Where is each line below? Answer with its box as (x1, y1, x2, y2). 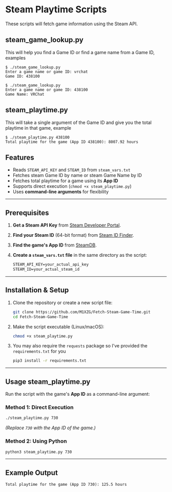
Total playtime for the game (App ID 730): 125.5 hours (5, 482, 127, 487)
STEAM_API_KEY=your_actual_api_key (12, 262, 89, 267)
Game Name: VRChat (5, 92, 45, 97)
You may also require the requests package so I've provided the (12, 343, 147, 349)
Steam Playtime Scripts (5, 4, 107, 15)
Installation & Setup (5, 286, 69, 294)
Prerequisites (5, 208, 49, 217)
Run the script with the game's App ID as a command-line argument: (5, 391, 150, 397)
